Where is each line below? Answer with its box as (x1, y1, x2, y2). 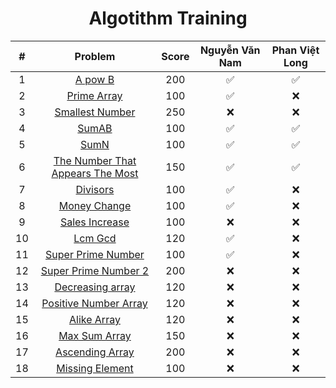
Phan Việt (271, 43, 320, 57)
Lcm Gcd (73, 231, 117, 245)
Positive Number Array (41, 296, 148, 310)
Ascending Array (55, 345, 135, 359)
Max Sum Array (58, 328, 132, 342)
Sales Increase (59, 215, 130, 229)
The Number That (53, 153, 137, 167)
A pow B (74, 72, 115, 86)
